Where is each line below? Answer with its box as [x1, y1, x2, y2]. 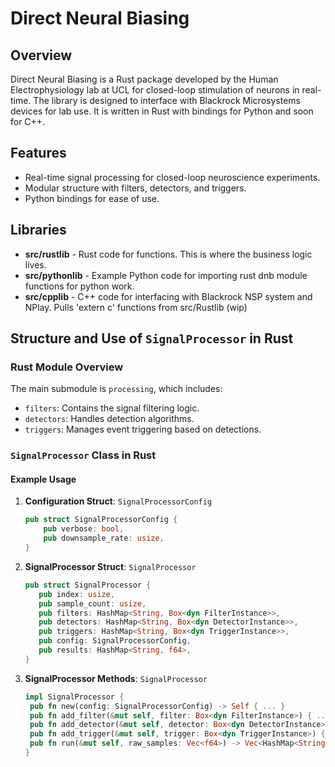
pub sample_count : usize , [38, 598, 147, 609]
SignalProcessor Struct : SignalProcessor [24, 560, 197, 572]
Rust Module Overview [10, 360, 124, 374]
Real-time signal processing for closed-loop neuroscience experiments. [24, 171, 321, 183]
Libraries [10, 222, 67, 239]
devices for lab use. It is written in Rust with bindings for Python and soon [10, 105, 314, 117]
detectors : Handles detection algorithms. [24, 413, 195, 425]
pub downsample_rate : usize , [43, 533, 165, 544]
